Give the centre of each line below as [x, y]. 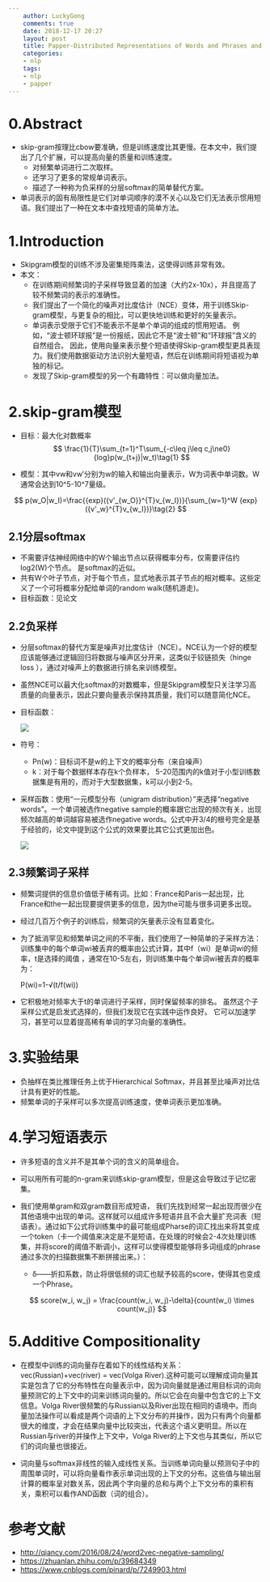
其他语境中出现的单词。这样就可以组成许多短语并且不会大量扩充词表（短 [140, 1216]
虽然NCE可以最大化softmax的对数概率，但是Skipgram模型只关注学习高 [138, 684]
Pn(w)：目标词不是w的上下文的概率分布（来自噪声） [119, 761]
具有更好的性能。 [56, 1091]
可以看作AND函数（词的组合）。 [101, 1493]
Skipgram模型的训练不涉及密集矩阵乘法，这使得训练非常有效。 [124, 265]
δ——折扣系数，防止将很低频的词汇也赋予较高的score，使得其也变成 [146, 1273]
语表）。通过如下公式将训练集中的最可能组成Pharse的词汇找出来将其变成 [140, 1226]
